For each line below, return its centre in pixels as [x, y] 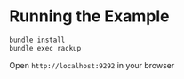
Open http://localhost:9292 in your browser [92, 65]
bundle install [37, 40]
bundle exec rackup [45, 48]
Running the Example [90, 16]
